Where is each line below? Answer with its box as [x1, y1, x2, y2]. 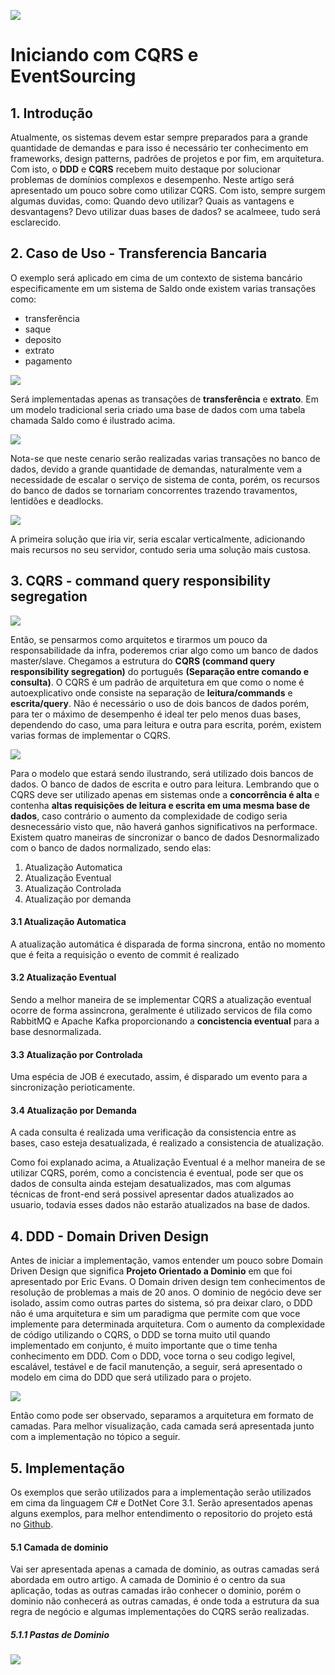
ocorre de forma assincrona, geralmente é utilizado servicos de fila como [10, 1005, 313, 1017]
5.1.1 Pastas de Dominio [10, 1628, 110, 1640]
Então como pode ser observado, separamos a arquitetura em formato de [10, 1410, 314, 1422]
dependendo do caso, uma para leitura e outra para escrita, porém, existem [10, 718, 322, 730]
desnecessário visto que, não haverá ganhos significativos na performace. [10, 820, 318, 832]
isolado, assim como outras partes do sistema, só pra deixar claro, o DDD [10, 1297, 313, 1309]
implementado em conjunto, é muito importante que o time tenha [10, 1340, 278, 1352]
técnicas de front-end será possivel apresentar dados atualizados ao [10, 1188, 295, 1200]
